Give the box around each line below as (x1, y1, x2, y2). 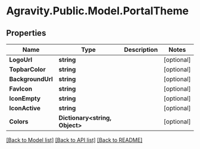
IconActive (9, 104, 40, 112)
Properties (6, 28, 46, 38)
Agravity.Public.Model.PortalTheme (6, 4, 189, 18)
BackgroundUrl (9, 75, 54, 83)
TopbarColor (9, 66, 46, 73)
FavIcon (9, 85, 33, 93)
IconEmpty (9, 94, 40, 103)
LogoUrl (9, 55, 33, 64)
